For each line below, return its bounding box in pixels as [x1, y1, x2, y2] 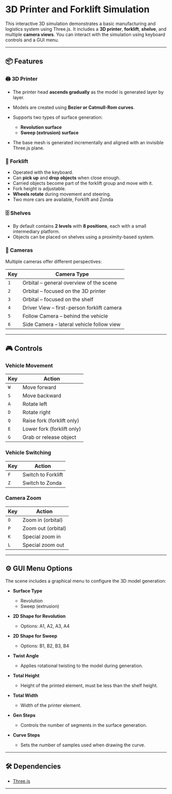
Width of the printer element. [20, 702, 82, 708]
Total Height [12, 672, 40, 678]
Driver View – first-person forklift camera [22, 304, 122, 311]
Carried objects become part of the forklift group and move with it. [12, 180, 154, 186]
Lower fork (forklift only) [22, 426, 81, 433]
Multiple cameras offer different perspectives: [5, 258, 102, 264]
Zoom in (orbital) [22, 516, 63, 523]
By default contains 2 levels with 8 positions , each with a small [12, 223, 147, 229]
